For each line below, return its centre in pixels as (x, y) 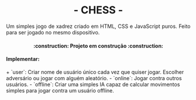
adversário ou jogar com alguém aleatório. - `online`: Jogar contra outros (94, 78)
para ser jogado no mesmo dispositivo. (53, 32)
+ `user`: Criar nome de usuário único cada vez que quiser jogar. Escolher (95, 72)
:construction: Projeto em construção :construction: (98, 46)
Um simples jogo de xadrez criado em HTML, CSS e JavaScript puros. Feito (98, 26)
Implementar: (23, 59)
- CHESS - (98, 10)
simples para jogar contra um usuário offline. (60, 90)
